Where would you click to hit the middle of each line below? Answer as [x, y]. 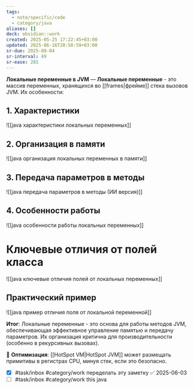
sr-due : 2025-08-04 [31, 51]
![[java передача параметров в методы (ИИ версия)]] [74, 191]
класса [25, 262]
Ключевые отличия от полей [82, 249]
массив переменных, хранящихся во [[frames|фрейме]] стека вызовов [97, 85]
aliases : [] [21, 29]
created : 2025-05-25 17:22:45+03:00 [52, 40]
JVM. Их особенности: [35, 92]
